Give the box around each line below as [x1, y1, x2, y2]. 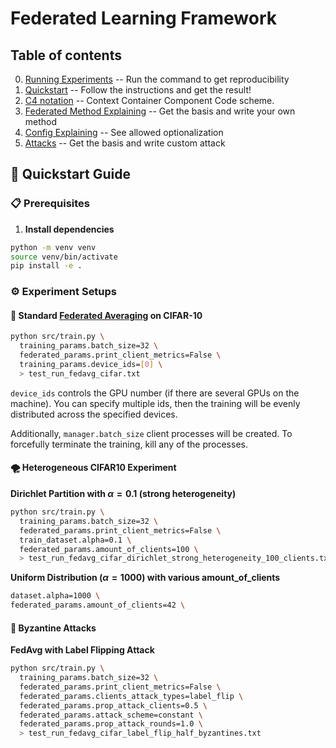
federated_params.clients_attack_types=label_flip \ [19, 691, 244, 701]
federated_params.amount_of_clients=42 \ [10, 600, 186, 611]
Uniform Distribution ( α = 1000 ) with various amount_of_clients [10, 572, 281, 584]
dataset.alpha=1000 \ [10, 591, 101, 601]
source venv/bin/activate [10, 252, 118, 262]
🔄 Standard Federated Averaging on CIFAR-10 [10, 309, 203, 321]
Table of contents [10, 47, 122, 64]
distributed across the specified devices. [10, 408, 178, 420]
